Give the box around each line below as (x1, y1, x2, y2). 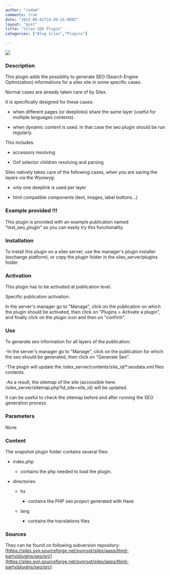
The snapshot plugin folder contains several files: (5, 449, 109, 455)
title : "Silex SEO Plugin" (5, 27, 63, 32)
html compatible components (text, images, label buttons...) (12, 195, 138, 201)
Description (5, 62, 35, 69)
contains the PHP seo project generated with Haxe (27, 498, 134, 505)
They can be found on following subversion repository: (5, 542, 121, 548)
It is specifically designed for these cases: (5, 99, 94, 105)
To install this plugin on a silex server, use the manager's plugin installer (5, 248, 156, 254)
